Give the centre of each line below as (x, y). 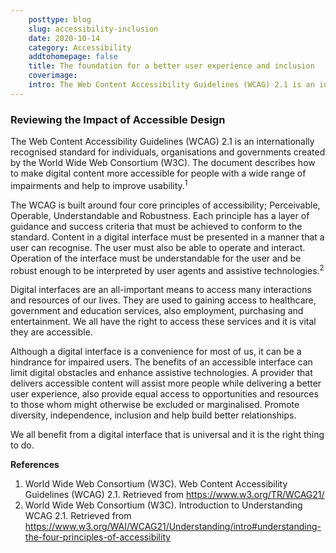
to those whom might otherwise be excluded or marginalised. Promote (155, 405)
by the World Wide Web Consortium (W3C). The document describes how (163, 163)
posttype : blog (60, 19)
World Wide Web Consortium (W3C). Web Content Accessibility (156, 484)
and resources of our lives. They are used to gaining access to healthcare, (163, 300)
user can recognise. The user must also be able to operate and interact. (158, 247)
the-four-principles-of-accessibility (98, 537)
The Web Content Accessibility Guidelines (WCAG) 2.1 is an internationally (162, 142)
